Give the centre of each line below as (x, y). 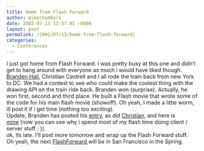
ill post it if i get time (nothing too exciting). (60, 109)
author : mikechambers (34, 18)
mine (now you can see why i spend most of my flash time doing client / (97, 122)
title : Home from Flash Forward (47, 12)
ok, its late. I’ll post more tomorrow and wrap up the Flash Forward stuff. (97, 134)
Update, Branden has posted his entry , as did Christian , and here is (91, 115)
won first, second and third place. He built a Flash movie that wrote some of (102, 96)
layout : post (23, 29)
